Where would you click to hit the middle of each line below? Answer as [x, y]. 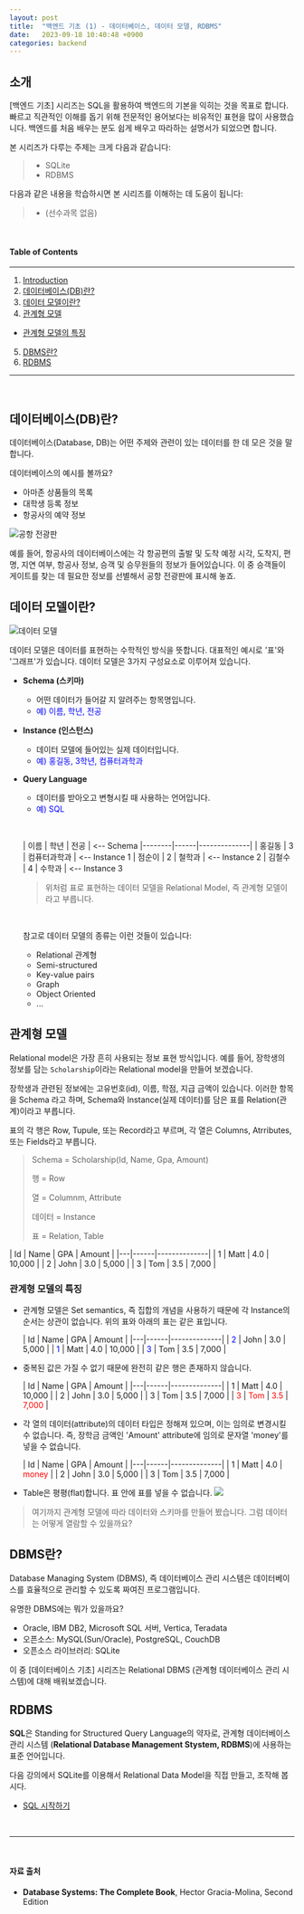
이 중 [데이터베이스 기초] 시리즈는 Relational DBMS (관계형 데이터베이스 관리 [145, 1670]
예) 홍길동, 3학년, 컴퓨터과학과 [89, 760]
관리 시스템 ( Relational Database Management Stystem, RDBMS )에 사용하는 [151, 1744]
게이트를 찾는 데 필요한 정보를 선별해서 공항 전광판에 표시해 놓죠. [123, 576]
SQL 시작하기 [46, 1805]
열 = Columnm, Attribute [76, 1197]
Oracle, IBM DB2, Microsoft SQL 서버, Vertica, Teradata [125, 1628]
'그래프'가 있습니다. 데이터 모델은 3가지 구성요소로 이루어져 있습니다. [130, 661]
